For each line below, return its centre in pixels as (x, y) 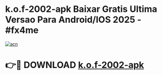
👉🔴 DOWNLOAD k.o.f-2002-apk (75, 65)
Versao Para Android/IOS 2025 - (73, 20)
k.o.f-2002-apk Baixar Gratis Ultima (81, 9)
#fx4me (22, 30)
